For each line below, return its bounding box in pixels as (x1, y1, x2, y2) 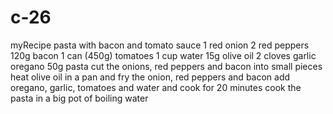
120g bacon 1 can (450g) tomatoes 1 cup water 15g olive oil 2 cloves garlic (10, 49, 317, 61)
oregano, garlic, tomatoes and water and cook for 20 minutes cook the (10, 81, 302, 93)
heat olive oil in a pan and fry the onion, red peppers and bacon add (10, 71, 291, 83)
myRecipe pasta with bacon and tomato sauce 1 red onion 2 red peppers (10, 39, 310, 51)
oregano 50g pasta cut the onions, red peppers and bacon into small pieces (10, 60, 323, 72)
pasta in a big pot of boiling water (10, 92, 149, 104)
